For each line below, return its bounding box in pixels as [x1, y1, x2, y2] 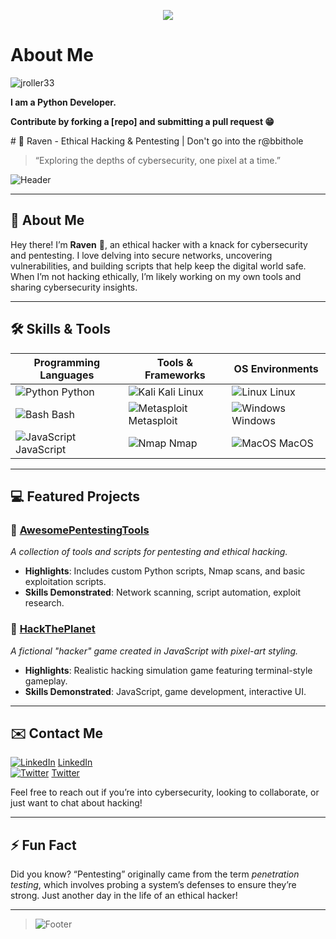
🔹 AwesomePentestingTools [10, 523, 150, 537]
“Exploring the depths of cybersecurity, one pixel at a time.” [34, 154, 281, 166]
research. [24, 597, 65, 609]
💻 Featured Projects [10, 488, 141, 505]
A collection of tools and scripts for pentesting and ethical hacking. [10, 546, 288, 558]
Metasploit [128, 413, 178, 427]
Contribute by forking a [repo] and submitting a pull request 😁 [10, 115, 275, 127]
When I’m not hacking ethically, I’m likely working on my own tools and [10, 270, 302, 282]
